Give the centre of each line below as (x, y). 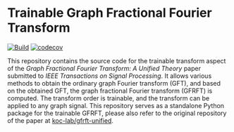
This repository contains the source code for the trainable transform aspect (117, 60)
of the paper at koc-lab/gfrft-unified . (61, 120)
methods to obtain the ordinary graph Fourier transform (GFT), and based (114, 83)
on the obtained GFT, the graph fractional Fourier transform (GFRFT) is (110, 91)
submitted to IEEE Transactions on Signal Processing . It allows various (110, 76)
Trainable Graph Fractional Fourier (110, 13)
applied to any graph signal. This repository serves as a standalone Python (116, 105)
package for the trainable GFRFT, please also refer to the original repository (117, 113)
